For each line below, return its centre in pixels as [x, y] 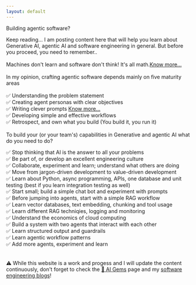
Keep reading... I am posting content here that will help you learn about [92, 39]
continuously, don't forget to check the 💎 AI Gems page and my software [94, 269]
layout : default [26, 11]
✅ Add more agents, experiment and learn [57, 244]
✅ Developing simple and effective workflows [61, 115]
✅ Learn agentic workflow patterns [48, 237]
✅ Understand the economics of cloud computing [66, 218]
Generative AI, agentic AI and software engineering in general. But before [95, 46]
